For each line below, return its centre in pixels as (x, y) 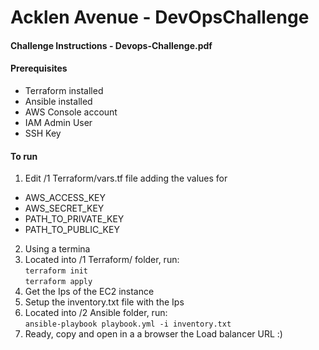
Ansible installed (58, 101)
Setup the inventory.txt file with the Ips (104, 302)
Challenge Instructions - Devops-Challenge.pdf (111, 45)
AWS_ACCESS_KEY (65, 198)
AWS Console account (71, 112)
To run (24, 156)
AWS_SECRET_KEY (64, 208)
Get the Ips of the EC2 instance (89, 292)
